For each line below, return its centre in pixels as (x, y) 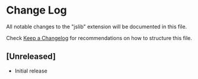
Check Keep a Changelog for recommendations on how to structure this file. (99, 38)
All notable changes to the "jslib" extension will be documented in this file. (97, 27)
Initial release (31, 71)
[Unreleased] (31, 57)
